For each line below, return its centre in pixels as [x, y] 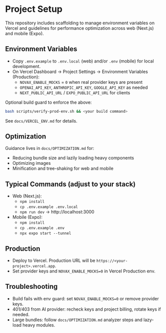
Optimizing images [32, 163]
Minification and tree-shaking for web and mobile [63, 168]
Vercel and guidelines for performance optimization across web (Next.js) [80, 28]
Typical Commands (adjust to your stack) [70, 184]
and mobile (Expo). [25, 33]
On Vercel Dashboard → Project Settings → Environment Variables [80, 71]
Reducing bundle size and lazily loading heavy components [73, 158]
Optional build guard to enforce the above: [48, 102]
